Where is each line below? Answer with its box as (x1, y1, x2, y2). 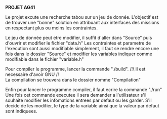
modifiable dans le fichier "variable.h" (5, 56, 85, 62)
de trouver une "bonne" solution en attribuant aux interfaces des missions (5, 20, 159, 25)
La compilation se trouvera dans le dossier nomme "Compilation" (5, 77, 141, 83)
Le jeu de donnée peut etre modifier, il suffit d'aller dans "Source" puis (5, 35, 152, 41)
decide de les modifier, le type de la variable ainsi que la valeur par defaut (5, 103, 159, 108)
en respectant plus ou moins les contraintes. (5, 25, 98, 31)
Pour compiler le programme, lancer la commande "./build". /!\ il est (5, 66, 146, 72)
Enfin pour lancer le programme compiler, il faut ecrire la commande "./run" (5, 87, 162, 93)
